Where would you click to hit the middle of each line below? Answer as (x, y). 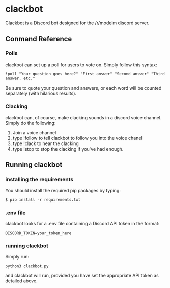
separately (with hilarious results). (41, 93)
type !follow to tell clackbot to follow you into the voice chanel (77, 138)
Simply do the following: (31, 123)
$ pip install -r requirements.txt (43, 200)
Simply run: (17, 257)
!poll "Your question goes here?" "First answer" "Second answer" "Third (85, 74)
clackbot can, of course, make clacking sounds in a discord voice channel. (83, 117)
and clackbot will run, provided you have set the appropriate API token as (82, 276)
